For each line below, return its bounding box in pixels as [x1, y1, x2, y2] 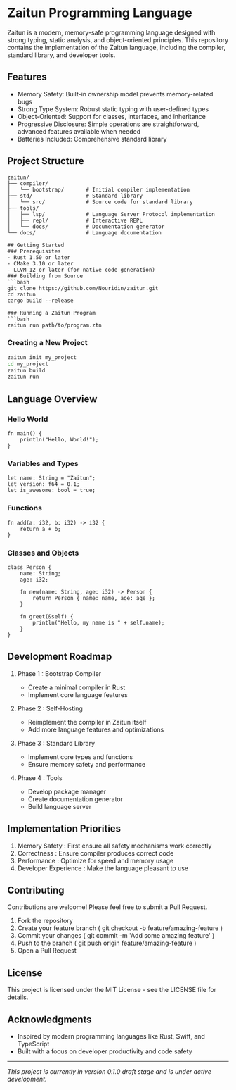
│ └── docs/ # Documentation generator [7, 223, 165, 230]
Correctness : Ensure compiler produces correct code [17, 848, 174, 857]
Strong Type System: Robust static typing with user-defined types [17, 104, 209, 113]
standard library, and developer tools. [7, 51, 116, 59]
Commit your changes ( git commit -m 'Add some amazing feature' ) [17, 932, 215, 940]
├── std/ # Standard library [7, 192, 143, 199]
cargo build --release [7, 297, 74, 304]
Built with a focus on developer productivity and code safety [17, 1047, 192, 1055]
